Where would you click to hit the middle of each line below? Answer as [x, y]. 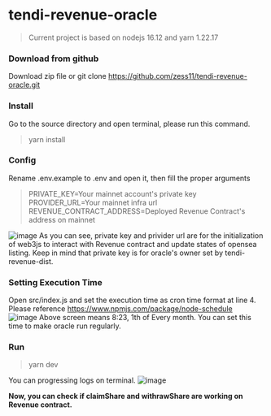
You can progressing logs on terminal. [72, 380]
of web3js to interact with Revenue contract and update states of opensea [133, 244]
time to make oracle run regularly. [65, 326]
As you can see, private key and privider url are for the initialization [151, 235]
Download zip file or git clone [58, 76]
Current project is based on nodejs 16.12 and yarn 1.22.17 [123, 37]
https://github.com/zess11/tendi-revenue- [178, 76]
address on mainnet [62, 219]
